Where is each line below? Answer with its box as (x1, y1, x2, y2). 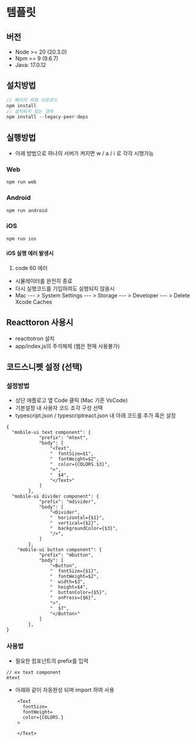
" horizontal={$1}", (49, 515, 105, 521)
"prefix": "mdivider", (38, 499, 97, 505)
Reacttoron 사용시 (6, 318, 74, 328)
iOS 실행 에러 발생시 (6, 249, 54, 257)
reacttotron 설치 (15, 335, 55, 342)
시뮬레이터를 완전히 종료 (15, 277, 73, 284)
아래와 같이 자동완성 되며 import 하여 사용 (15, 686, 114, 693)
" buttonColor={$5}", (49, 590, 108, 596)
